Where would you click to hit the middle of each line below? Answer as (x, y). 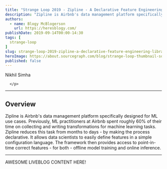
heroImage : (16, 56)
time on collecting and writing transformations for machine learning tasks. (81, 127)
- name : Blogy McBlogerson (38, 24)
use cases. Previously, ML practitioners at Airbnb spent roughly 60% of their (83, 121)
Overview (21, 104)
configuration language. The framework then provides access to (71, 143)
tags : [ (13, 38)
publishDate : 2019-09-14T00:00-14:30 (44, 33)
